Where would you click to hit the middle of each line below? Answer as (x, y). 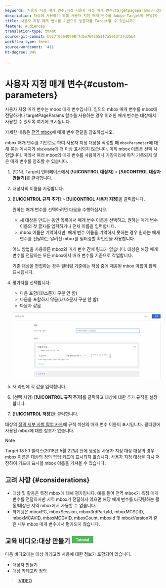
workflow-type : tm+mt (27, 42)
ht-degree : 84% (21, 52)
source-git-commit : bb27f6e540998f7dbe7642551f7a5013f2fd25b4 (70, 37)
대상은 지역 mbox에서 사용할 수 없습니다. (57, 505)
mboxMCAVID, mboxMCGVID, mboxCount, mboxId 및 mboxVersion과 (82, 518)
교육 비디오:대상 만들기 (38, 541)
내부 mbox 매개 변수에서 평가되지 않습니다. (59, 524)
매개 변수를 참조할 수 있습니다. (39, 161)
